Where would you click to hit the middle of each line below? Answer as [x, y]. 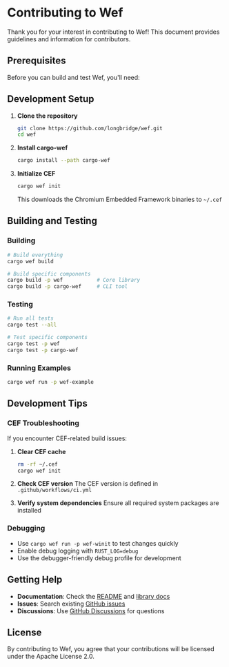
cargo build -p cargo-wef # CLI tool [68, 287]
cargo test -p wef [33, 344]
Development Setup [51, 99]
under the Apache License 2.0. [51, 657]
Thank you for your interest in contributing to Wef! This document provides [113, 32]
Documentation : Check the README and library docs [93, 596]
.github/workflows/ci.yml [54, 491]
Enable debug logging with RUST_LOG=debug [78, 551]
